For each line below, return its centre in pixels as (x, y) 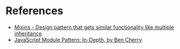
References (34, 11)
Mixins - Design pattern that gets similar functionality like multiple (94, 27)
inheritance (28, 33)
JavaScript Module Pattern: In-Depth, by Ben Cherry (78, 40)
